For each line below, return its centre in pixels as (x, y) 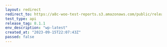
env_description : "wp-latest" (37, 28)
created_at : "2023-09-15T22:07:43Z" (43, 32)
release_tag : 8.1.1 (25, 23)
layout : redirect (23, 10)
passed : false (20, 37)
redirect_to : (19, 14)
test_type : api (21, 19)
